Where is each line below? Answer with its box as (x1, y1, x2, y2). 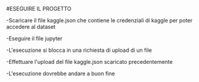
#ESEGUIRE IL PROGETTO (6, 5, 72, 12)
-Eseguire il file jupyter (6, 35, 63, 42)
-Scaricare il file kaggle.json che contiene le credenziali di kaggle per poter (6, 17, 193, 24)
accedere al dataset (6, 24, 56, 30)
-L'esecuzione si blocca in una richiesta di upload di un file (6, 46, 152, 54)
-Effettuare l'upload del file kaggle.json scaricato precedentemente (6, 58, 173, 65)
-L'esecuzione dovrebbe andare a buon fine (6, 70, 115, 77)
